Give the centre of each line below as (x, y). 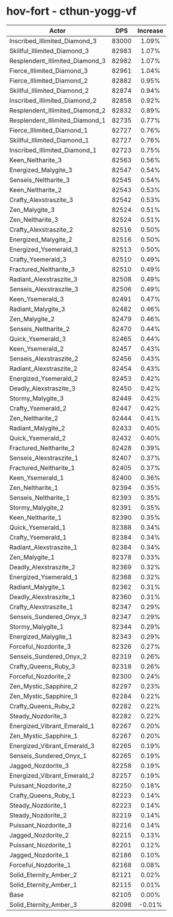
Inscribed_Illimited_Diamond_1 (53, 150)
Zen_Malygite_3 (32, 210)
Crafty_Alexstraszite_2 (41, 229)
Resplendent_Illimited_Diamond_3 (58, 60)
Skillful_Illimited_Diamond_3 (49, 51)
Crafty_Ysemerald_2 (38, 408)
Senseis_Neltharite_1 (40, 497)
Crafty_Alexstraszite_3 (41, 200)
